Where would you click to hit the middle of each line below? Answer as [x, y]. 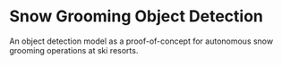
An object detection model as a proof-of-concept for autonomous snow [141, 41]
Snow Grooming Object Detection [137, 16]
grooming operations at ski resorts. [74, 50]
